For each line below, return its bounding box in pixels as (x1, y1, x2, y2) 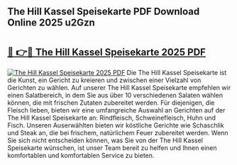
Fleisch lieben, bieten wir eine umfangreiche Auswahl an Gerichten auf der (7, 106, 226, 114)
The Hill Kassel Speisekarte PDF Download (7, 6, 200, 18)
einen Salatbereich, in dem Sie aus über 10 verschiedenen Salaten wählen (7, 91, 224, 99)
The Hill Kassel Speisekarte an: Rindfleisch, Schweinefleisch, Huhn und (7, 113, 216, 122)
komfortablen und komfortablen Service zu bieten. (7, 152, 155, 159)
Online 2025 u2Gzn (7, 17, 96, 29)
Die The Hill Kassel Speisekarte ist (126, 69, 227, 76)
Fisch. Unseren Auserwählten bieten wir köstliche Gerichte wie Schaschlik (7, 121, 225, 130)
